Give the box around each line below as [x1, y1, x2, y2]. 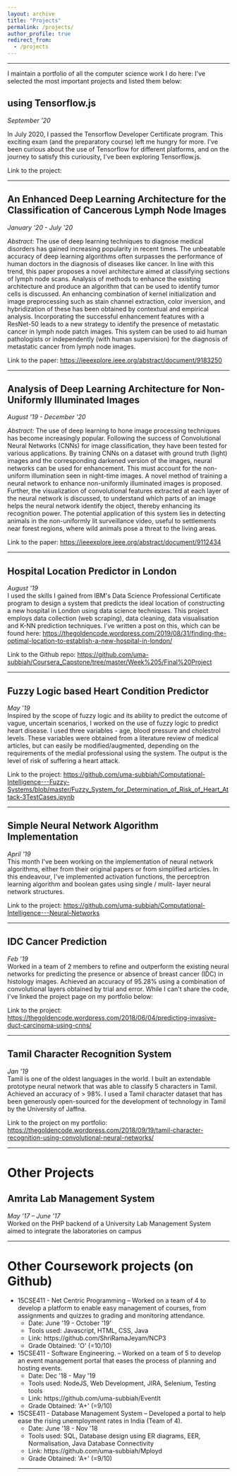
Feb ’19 [7, 954, 28, 963]
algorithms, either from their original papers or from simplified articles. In [7, 864, 219, 873]
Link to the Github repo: [7, 651, 76, 659]
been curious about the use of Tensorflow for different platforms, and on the [7, 144, 229, 153]
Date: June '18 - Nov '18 [28, 1424, 98, 1433]
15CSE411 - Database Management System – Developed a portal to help [17, 1409, 226, 1418]
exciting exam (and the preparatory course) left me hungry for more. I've [7, 137, 219, 146]
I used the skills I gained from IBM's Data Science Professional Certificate [7, 592, 221, 600]
